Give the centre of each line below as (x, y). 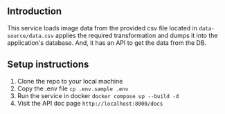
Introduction (35, 11)
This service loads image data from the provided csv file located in (102, 28)
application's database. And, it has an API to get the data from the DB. (107, 42)
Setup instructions (48, 65)
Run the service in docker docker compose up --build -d (98, 95)
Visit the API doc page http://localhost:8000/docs (90, 103)
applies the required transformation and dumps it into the (136, 35)
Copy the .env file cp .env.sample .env (73, 88)
